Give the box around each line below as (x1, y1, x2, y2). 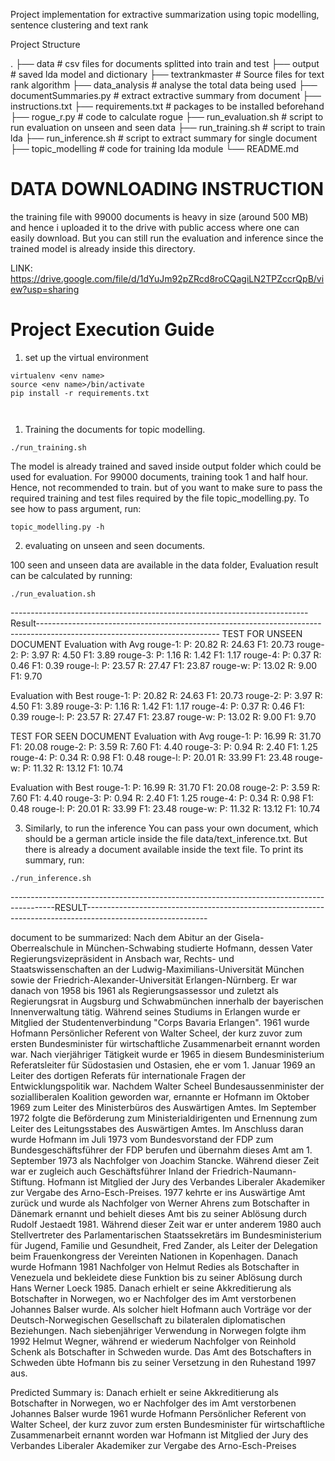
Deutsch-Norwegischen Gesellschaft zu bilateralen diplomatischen (10, 1314, 286, 1326)
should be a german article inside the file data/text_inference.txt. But (24, 832, 308, 844)
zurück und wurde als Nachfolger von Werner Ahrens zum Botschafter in (10, 1197, 310, 1209)
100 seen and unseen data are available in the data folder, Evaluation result (10, 559, 319, 571)
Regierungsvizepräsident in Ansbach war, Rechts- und (10, 952, 235, 964)
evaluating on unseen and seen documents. (24, 539, 206, 551)
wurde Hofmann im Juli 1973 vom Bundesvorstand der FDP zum (10, 1133, 274, 1145)
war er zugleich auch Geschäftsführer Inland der (10, 1165, 210, 1177)
